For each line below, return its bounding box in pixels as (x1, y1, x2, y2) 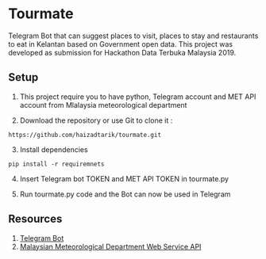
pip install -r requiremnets (8, 160, 105, 168)
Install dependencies (19, 144, 89, 154)
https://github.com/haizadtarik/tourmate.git (8, 131, 161, 139)
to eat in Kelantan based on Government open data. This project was (8, 39, 233, 48)
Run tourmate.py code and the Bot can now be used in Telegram (19, 189, 231, 199)
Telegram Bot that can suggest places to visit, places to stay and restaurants (8, 31, 259, 40)
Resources (8, 212, 63, 226)
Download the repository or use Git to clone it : (19, 116, 173, 125)
